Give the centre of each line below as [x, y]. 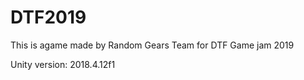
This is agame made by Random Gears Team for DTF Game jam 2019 [152, 45]
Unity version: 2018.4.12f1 [63, 64]
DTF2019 [48, 17]
